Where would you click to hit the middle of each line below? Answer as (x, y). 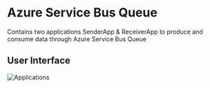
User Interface (39, 61)
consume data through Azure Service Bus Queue (77, 38)
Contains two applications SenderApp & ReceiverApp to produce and (105, 32)
